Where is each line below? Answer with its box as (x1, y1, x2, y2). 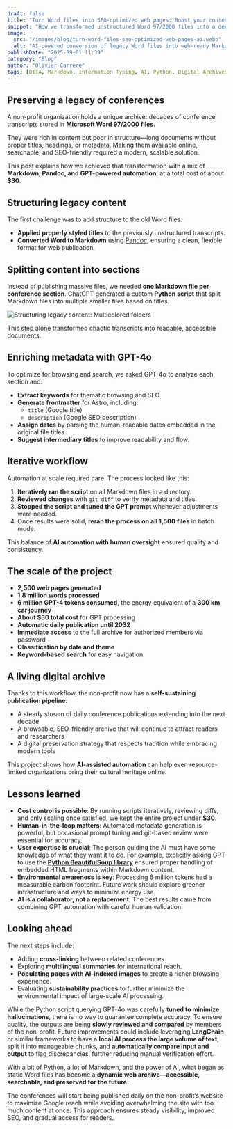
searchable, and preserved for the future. (7, 1077, 130, 1086)
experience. (17, 977, 52, 985)
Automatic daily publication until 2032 (17, 621, 130, 629)
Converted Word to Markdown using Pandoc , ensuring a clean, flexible (17, 236, 223, 244)
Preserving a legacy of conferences (7, 94, 165, 106)
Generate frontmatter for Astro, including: (17, 398, 139, 406)
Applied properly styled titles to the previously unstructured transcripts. (17, 229, 225, 237)
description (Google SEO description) (27, 413, 137, 421)
